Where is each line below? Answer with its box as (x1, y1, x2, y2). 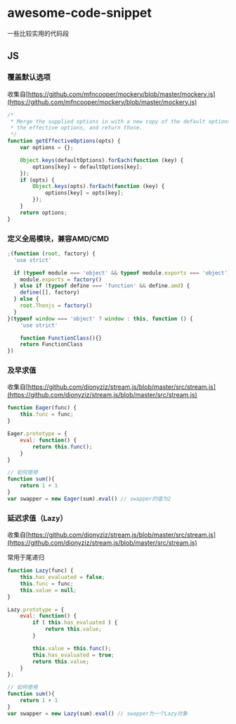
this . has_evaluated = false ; (20, 574, 105, 581)
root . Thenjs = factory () (20, 302, 93, 309)
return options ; (20, 209, 68, 216)
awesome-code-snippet (7, 5, 152, 21)
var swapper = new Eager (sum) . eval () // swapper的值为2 (7, 495, 171, 502)
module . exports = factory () (20, 276, 102, 283)
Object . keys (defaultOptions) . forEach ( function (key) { (20, 156, 184, 163)
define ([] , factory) (20, 289, 80, 297)
